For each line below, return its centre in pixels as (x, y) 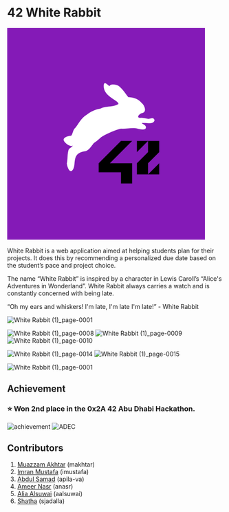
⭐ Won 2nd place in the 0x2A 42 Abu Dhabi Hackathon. (101, 409)
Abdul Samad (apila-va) (51, 479)
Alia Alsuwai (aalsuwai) (50, 494)
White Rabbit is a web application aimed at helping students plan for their (111, 250)
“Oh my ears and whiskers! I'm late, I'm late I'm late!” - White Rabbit (103, 306)
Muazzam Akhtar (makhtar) (56, 465)
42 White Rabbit (54, 13)
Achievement (36, 389)
